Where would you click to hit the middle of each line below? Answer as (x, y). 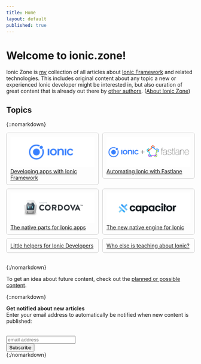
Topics (19, 110)
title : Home (21, 13)
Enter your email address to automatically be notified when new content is (98, 315)
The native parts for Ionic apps (48, 228)
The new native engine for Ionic (145, 228)
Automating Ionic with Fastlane (144, 172)
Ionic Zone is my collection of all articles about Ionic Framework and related (99, 72)
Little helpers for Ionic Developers (52, 246)
